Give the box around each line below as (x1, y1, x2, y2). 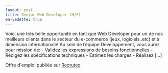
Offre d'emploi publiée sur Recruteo (5, 62, 81, 68)
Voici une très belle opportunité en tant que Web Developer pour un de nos (5, 31, 163, 37)
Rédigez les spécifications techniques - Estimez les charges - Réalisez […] (5, 52, 162, 58)
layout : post (5, 7, 33, 13)
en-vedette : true (5, 17, 42, 22)
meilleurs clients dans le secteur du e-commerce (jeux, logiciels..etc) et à (5, 36, 160, 42)
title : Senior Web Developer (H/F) (5, 12, 81, 17)
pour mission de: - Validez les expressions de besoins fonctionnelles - (5, 47, 153, 53)
